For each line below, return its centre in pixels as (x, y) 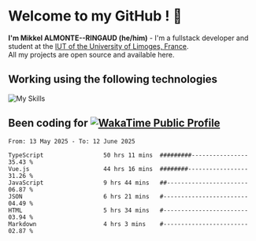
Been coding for (48, 123)
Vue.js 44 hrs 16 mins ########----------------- (128, 169)
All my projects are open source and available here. (91, 54)
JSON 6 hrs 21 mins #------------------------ (128, 196)
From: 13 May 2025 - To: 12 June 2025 (72, 141)
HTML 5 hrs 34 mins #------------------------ (128, 210)
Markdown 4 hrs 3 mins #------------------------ (128, 224)
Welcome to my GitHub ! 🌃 (95, 16)
